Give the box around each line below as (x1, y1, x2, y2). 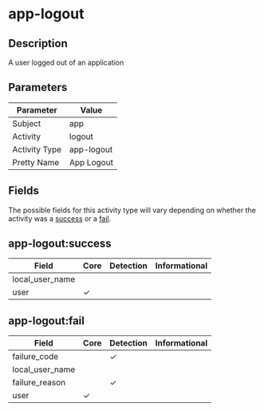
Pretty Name (12, 156, 60, 168)
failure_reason (12, 377, 66, 388)
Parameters (8, 81, 68, 94)
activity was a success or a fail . (8, 213, 112, 223)
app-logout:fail (8, 314, 85, 327)
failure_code (12, 351, 59, 362)
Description (8, 37, 68, 50)
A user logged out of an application (8, 57, 124, 67)
